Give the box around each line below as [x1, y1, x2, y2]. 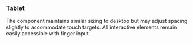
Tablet [6, 4, 25, 12]
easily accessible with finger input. [6, 30, 91, 37]
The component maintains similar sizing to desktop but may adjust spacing [6, 18, 188, 25]
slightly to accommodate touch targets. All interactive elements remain [6, 24, 177, 31]
